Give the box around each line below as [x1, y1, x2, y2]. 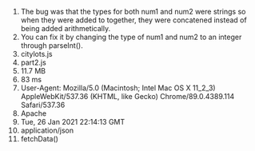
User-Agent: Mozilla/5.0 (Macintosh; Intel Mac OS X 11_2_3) [20, 83, 216, 93]
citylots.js [20, 50, 53, 58]
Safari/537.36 [20, 100, 66, 109]
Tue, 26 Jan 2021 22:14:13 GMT [20, 117, 126, 126]
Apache [20, 109, 47, 118]
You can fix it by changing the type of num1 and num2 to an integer [20, 32, 242, 42]
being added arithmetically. [20, 24, 111, 33]
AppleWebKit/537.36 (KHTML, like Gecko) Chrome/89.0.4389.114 [20, 92, 235, 101]
